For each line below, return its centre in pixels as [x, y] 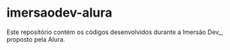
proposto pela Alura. [36, 39]
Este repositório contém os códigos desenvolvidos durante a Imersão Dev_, [115, 32]
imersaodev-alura [59, 13]
